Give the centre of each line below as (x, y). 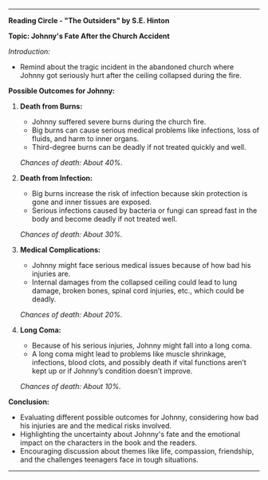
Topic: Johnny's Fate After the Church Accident (89, 36)
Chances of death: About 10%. (70, 386)
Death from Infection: (56, 178)
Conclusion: (29, 402)
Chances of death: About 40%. (71, 163)
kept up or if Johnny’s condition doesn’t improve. (112, 371)
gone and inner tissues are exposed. (92, 202)
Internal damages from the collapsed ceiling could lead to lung (134, 282)
